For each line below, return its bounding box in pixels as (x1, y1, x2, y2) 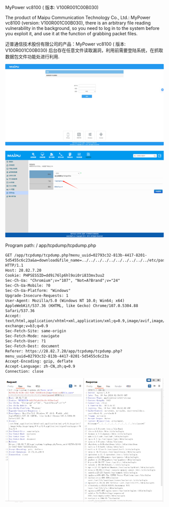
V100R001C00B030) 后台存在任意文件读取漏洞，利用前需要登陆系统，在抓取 (5, 47, 163, 53)
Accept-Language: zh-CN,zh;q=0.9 (5, 364, 75, 369)
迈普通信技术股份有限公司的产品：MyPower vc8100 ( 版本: (5, 41, 126, 47)
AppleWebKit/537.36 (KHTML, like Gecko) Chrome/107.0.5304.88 (5, 303, 138, 309)
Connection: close (5, 369, 44, 374)
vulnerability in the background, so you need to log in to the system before (5, 25, 160, 31)
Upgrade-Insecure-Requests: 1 (5, 293, 69, 298)
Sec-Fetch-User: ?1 (5, 339, 46, 344)
